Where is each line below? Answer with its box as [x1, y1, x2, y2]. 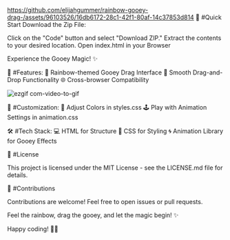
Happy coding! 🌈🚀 [7, 225, 59, 233]
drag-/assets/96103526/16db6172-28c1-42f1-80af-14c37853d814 [7, 13, 194, 21]
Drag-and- [192, 68, 223, 77]
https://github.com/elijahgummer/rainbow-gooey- [7, 6, 149, 14]
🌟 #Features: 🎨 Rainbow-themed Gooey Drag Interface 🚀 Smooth [7, 68, 191, 77]
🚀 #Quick [195, 13, 222, 21]
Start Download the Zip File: [7, 21, 86, 28]
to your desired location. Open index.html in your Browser [7, 41, 171, 49]
